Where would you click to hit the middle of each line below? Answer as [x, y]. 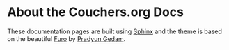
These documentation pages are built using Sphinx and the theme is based [115, 31]
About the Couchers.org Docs [96, 12]
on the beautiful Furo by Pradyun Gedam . [66, 38]
